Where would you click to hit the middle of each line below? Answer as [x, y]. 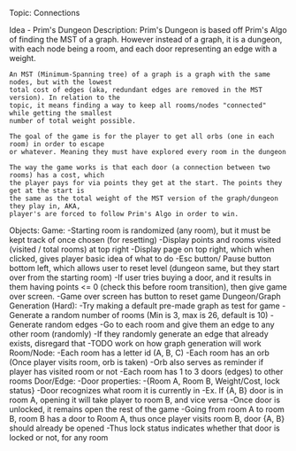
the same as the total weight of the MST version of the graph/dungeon [144, 198]
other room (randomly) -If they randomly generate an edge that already [139, 334]
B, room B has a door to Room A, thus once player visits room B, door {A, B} [147, 419]
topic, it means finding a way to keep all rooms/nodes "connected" [138, 105]
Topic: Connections [45, 13]
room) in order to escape [57, 144]
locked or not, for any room [59, 437]
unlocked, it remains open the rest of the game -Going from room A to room [147, 409]
